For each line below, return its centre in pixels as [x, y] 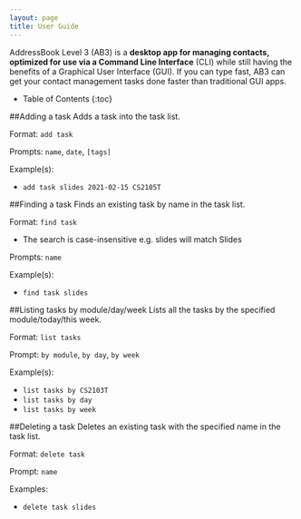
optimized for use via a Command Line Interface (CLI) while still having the [151, 62]
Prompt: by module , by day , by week [75, 354]
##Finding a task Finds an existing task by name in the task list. [127, 204]
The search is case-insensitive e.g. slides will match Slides [132, 239]
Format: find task [43, 221]
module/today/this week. [56, 319]
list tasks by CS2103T [65, 390]
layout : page [34, 18]
